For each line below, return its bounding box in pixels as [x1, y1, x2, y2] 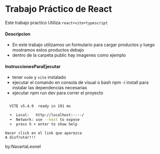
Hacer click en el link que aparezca [5, 130, 82, 135]
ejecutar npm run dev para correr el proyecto [12, 90, 104, 96]
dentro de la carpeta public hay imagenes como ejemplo [12, 52, 126, 58]
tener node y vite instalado [12, 75, 66, 80]
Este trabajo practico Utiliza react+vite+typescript [5, 20, 108, 26]
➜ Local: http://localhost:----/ [9, 113, 84, 118]
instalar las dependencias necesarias [12, 85, 87, 91]
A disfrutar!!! [5, 135, 36, 140]
